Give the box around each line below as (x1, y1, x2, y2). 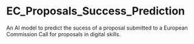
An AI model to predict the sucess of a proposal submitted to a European (6, 24, 188, 31)
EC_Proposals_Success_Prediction (6, 4, 186, 18)
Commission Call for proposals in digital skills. (6, 30, 121, 37)
